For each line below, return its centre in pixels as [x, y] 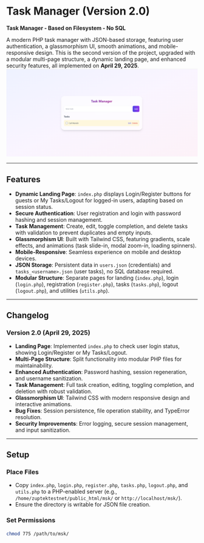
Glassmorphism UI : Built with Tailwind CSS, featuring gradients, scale [102, 239]
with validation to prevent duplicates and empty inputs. [84, 233]
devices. [26, 259]
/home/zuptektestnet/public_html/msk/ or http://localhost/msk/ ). [98, 498]
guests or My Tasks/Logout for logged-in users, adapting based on [99, 200]
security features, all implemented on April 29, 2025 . [73, 66]
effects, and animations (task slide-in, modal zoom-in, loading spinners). [106, 246]
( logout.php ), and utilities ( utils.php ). [62, 291]
